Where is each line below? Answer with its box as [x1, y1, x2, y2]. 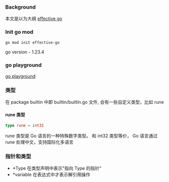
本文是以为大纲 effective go [5, 16, 63, 22]
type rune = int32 [5, 123, 44, 128]
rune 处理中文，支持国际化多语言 [5, 139, 74, 145]
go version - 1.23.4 [5, 49, 44, 55]
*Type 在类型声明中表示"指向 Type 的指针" [12, 165, 102, 171]
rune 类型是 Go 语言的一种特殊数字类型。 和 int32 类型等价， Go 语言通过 [5, 133, 158, 139]
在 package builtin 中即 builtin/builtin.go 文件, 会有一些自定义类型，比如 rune [5, 99, 164, 105]
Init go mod [5, 29, 34, 36]
